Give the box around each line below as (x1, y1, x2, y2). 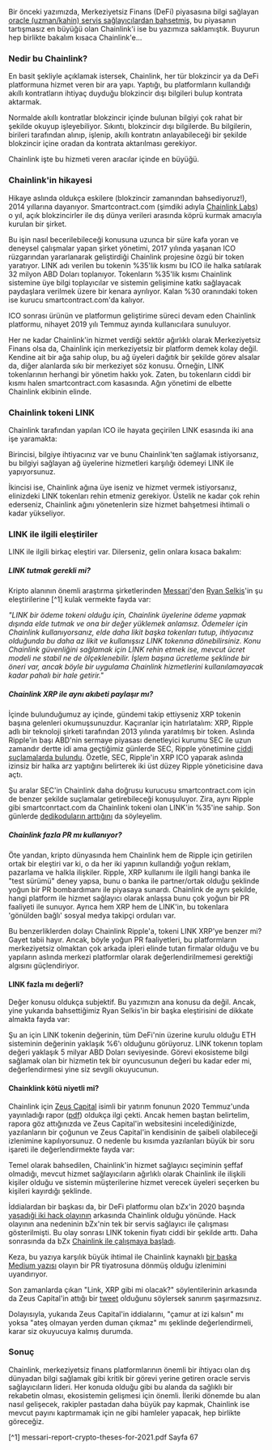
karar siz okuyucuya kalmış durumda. (8, 1326, 134, 1336)
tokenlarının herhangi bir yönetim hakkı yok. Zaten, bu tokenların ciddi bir (8, 369, 252, 379)
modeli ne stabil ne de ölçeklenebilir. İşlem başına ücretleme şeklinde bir (8, 653, 250, 663)
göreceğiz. (8, 1416, 45, 1426)
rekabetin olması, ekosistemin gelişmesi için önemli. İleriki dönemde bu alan (8, 1390, 261, 1401)
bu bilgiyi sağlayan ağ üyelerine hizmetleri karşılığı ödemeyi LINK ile (8, 458, 235, 468)
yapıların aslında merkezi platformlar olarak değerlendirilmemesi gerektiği (8, 952, 253, 962)
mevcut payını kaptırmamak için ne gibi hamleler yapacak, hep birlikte (8, 1408, 241, 1418)
